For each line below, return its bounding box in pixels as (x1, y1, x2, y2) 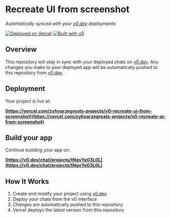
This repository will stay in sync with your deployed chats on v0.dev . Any (5, 59, 159, 65)
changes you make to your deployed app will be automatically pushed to (5, 64, 158, 70)
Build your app (5, 133, 53, 142)
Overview (5, 45, 37, 54)
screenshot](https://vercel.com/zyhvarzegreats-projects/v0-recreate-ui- (5, 113, 166, 119)
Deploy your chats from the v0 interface (12, 196, 97, 202)
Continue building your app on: (5, 147, 70, 153)
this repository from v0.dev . (5, 69, 64, 76)
